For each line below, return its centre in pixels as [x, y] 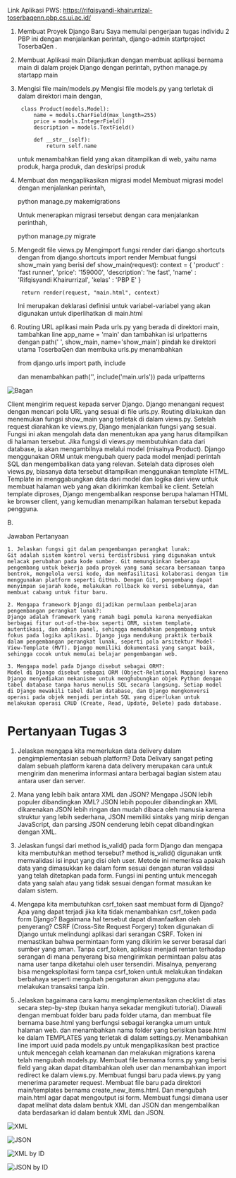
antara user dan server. [51, 780]
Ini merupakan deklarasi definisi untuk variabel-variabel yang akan [114, 306]
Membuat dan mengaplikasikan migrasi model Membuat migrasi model [120, 180]
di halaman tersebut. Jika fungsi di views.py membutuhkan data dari [106, 441]
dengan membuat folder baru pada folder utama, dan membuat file [114, 1015]
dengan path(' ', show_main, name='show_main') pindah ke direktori [117, 342]
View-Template [28, 648]
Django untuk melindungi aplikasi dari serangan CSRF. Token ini [110, 934]
